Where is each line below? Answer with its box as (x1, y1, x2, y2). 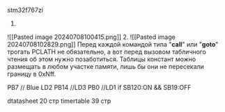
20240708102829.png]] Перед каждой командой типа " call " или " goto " (7, 40, 219, 48)
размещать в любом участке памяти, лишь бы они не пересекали (7, 63, 204, 70)
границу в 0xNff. (7, 70, 56, 78)
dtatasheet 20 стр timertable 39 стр (7, 97, 111, 105)
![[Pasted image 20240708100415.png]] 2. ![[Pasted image (7, 33, 176, 41)
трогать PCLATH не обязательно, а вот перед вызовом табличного (7, 48, 207, 56)
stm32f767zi (7, 6, 44, 14)
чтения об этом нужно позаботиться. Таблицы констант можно (7, 55, 196, 63)
